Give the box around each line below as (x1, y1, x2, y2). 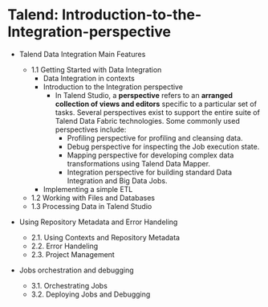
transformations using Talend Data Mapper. (67, 158, 210, 168)
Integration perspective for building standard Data (67, 167, 233, 177)
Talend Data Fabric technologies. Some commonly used (55, 116, 240, 125)
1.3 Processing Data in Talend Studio (30, 201, 152, 211)
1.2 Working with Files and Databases (30, 193, 156, 203)
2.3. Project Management (30, 249, 116, 259)
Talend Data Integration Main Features (18, 49, 146, 59)
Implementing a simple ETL (43, 184, 133, 194)
